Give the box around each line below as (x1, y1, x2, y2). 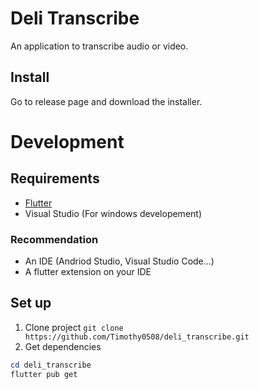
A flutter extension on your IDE (24, 266, 152, 278)
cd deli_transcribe (10, 360, 92, 370)
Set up (10, 295, 52, 312)
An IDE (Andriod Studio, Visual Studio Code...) (24, 255, 215, 267)
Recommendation (10, 232, 99, 246)
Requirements (10, 170, 100, 187)
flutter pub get (10, 369, 78, 379)
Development (10, 130, 125, 153)
